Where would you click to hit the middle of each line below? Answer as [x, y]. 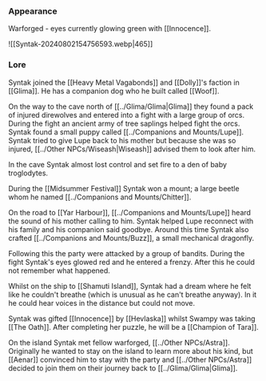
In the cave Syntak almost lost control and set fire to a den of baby [118, 164]
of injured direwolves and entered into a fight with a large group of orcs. [127, 114]
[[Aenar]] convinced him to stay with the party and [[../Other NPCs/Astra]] [130, 359]
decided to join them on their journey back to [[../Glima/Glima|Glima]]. [123, 368]
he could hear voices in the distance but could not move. [102, 303]
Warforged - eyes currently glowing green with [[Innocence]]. [110, 29]
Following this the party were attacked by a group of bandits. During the [127, 253]
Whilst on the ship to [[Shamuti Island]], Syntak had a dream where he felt [130, 286]
